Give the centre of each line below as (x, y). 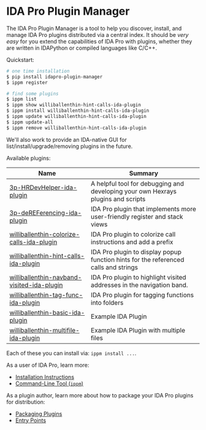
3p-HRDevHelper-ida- (44, 187)
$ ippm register (27, 82)
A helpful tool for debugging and (138, 184)
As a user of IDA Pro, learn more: (48, 365)
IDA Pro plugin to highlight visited (139, 277)
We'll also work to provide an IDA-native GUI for (67, 139)
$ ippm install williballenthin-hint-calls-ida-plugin (78, 111)
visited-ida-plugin (36, 285)
